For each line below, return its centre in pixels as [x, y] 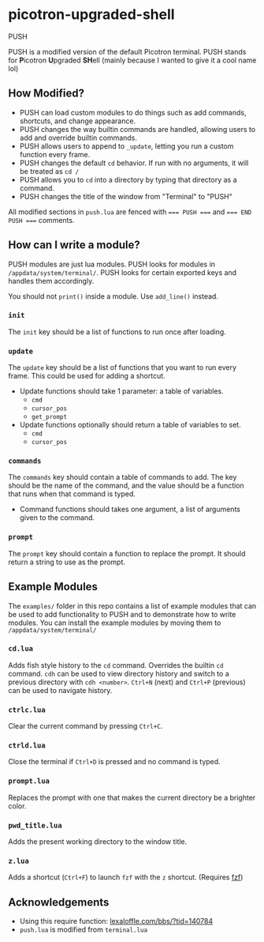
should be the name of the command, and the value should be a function [126, 486]
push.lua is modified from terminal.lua [84, 929]
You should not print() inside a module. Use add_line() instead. [113, 296]
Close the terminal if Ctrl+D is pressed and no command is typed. [114, 762]
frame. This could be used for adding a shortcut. [87, 376]
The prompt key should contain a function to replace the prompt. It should [127, 553]
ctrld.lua [27, 746]
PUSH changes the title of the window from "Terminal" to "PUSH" [126, 196]
